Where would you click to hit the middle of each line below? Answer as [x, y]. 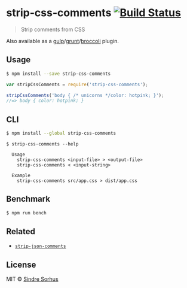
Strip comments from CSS [53, 29]
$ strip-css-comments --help [42, 144]
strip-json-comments [40, 246]
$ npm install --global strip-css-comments [61, 134]
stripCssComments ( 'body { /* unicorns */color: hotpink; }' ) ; [85, 95]
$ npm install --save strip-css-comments [59, 74]
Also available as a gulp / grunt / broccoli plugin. [63, 41]
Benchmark [28, 199]
